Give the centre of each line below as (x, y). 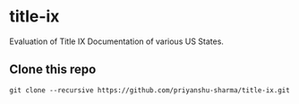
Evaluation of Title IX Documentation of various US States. (116, 41)
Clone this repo (53, 69)
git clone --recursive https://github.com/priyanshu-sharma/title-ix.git (150, 90)
